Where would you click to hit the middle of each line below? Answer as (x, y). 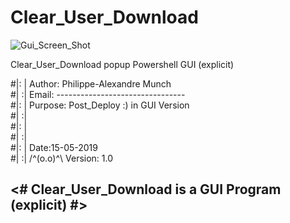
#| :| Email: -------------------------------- (98, 94)
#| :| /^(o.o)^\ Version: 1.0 (62, 158)
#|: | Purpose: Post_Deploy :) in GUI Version (100, 105)
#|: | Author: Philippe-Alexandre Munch (91, 83)
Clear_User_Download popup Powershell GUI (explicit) (122, 64)
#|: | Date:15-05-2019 (54, 147)
